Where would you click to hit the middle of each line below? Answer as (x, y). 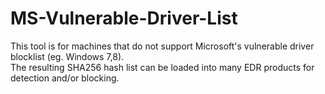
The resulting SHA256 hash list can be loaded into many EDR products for (162, 67)
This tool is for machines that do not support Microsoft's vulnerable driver (162, 46)
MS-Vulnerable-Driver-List (124, 18)
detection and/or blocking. (65, 78)
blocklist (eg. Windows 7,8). (67, 56)
